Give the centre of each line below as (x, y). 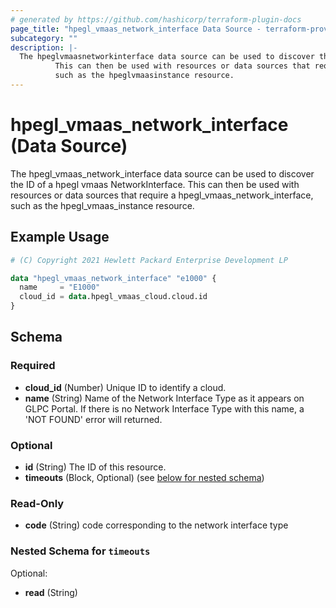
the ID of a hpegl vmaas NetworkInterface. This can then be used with (155, 184)
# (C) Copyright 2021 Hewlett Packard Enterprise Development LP (149, 260)
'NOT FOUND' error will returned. (93, 419)
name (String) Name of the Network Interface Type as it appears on (164, 398)
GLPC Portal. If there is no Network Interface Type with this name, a (164, 408)
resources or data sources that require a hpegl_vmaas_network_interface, (162, 195)
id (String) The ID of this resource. (95, 467)
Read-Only (37, 503)
